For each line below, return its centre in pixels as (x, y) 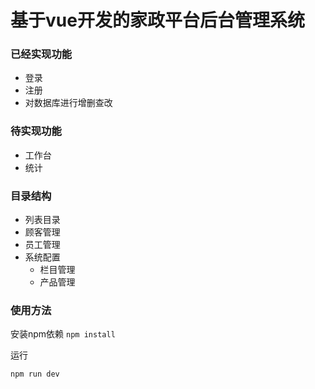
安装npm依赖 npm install (63, 334)
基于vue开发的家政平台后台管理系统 (157, 20)
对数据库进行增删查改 (68, 103)
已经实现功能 (41, 54)
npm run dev (35, 374)
